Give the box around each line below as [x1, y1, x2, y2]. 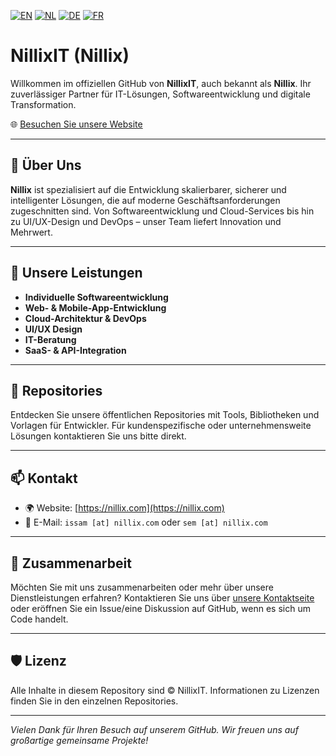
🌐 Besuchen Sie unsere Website [10, 118, 143, 130]
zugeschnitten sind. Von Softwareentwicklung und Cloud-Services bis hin [10, 205, 315, 217]
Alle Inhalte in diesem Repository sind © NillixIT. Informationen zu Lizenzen [10, 684, 320, 696]
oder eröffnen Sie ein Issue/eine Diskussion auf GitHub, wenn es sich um [10, 603, 311, 614]
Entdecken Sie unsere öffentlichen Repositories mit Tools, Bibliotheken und [10, 409, 320, 421]
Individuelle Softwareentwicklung [24, 291, 169, 303]
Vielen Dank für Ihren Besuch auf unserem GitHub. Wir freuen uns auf [10, 723, 299, 735]
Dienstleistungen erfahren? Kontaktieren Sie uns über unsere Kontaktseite [10, 592, 315, 604]
